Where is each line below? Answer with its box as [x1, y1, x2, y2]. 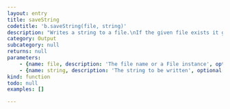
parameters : [7, 54, 41, 61]
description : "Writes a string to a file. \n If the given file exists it [7, 29, 219, 36]
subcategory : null [7, 42, 60, 48]
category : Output [7, 35, 57, 42]
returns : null [7, 48, 48, 55]
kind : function [7, 73, 51, 80]
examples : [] [7, 86, 44, 93]
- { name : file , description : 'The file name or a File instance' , [19, 61, 213, 67]
